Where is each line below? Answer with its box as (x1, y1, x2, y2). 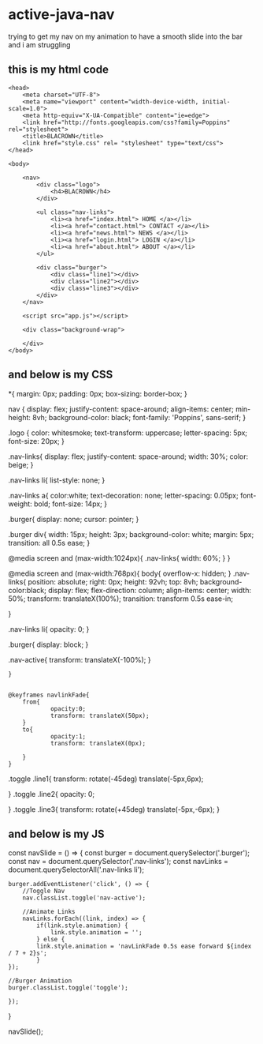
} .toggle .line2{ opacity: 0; (8, 789, 95, 798)
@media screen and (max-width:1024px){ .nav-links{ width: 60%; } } (8, 553, 231, 562)
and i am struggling (8, 39, 71, 49)
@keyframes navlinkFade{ (8, 691, 90, 699)
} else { (36, 936, 65, 944)
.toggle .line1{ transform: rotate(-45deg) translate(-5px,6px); (8, 774, 204, 783)
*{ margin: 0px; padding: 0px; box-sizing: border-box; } (8, 389, 187, 398)
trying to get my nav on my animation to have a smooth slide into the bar (8, 32, 243, 41)
